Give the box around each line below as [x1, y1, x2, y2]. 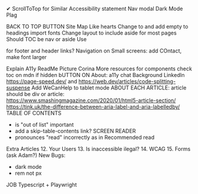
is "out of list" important [14, 121, 74, 128]
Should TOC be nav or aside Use [6, 36, 87, 42]
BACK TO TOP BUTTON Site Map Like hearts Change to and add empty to [6, 23, 188, 30]
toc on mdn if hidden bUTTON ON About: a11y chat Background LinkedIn [6, 72, 185, 78]
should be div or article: [6, 91, 65, 97]
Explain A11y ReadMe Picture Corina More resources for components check [6, 65, 193, 72]
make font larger [6, 54, 47, 60]
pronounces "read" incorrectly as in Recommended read [14, 134, 154, 141]
